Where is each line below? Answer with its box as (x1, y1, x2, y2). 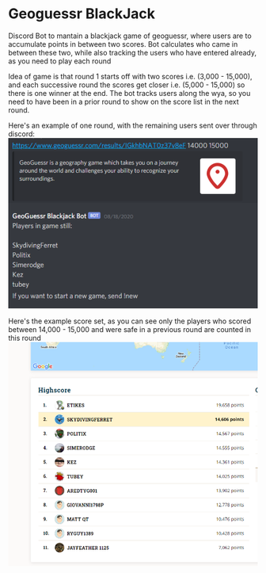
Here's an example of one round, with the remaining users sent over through (8, 120, 257, 130)
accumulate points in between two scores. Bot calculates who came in (8, 39, 238, 48)
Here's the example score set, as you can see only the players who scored (8, 316, 252, 326)
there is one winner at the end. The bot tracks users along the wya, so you (8, 88, 251, 97)
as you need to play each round (8, 56, 112, 66)
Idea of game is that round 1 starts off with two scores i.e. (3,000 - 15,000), (8, 71, 253, 81)
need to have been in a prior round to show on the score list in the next (8, 97, 239, 106)
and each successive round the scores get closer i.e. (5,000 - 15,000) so (8, 80, 245, 90)
